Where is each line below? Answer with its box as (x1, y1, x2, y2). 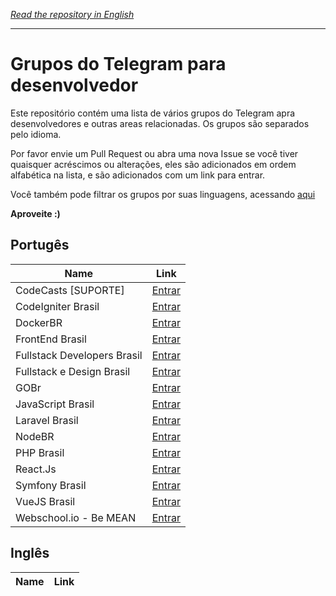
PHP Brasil (15, 445, 65, 459)
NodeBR (15, 429, 55, 443)
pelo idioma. (10, 128, 62, 140)
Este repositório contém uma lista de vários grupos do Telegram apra (10, 107, 296, 119)
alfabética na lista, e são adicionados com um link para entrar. (10, 169, 266, 181)
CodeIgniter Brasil (15, 299, 100, 313)
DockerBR (15, 315, 63, 329)
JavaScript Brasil (15, 397, 95, 411)
